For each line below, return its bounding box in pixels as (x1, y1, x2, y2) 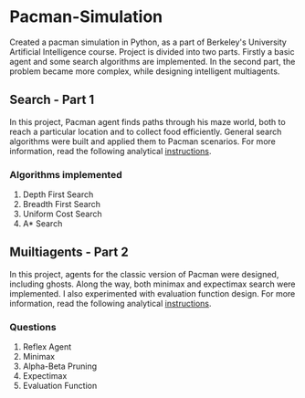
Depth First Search (22, 189, 94, 200)
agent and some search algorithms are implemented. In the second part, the (9, 56, 296, 67)
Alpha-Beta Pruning (22, 361, 98, 372)
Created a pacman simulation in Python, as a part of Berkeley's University (9, 37, 288, 47)
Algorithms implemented (9, 168, 122, 181)
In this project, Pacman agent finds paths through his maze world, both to (9, 116, 286, 127)
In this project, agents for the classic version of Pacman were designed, (9, 268, 279, 279)
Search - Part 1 (9, 92, 95, 108)
